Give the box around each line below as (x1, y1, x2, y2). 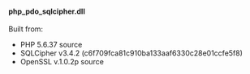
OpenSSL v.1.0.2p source (19, 57, 104, 67)
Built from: (8, 24, 43, 34)
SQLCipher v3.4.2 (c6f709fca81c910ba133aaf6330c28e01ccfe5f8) (19, 48, 244, 58)
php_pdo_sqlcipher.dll (8, 6, 85, 16)
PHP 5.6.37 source (19, 40, 83, 50)
